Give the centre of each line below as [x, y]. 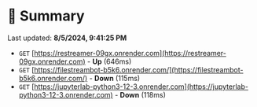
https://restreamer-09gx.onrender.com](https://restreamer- [130, 53]
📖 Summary [46, 16]
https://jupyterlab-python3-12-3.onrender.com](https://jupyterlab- [141, 87]
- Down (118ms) [140, 94]
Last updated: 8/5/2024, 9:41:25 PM [67, 38]
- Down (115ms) [115, 78]
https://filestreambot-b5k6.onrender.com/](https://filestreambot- [139, 69]
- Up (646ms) [109, 61]
